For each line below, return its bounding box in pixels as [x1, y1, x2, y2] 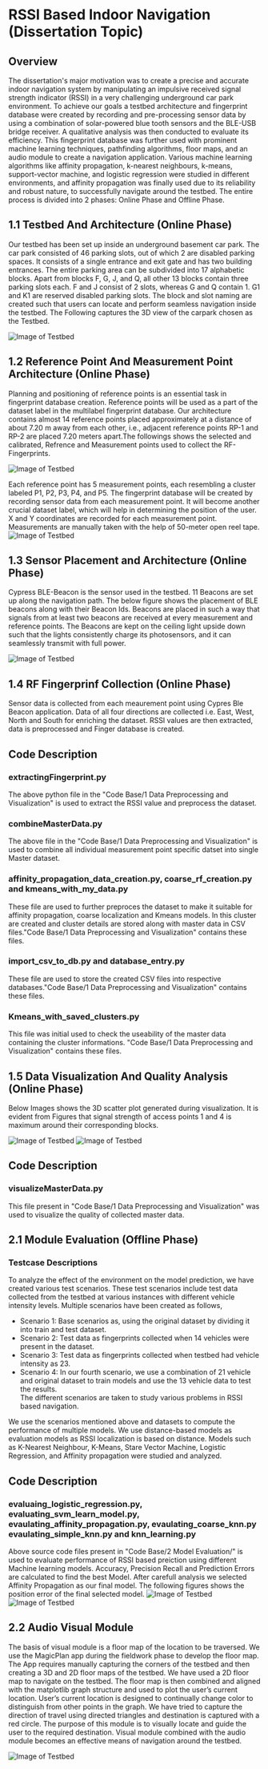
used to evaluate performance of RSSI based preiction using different [8, 1555, 238, 1565]
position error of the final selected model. [8, 1589, 146, 1598]
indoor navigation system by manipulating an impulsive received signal [8, 84, 242, 94]
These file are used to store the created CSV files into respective [8, 974, 222, 983]
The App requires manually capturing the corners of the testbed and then [8, 1659, 250, 1669]
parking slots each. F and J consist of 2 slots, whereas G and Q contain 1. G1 [8, 282, 261, 292]
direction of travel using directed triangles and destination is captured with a [8, 1710, 260, 1720]
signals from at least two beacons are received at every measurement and [8, 613, 254, 623]
